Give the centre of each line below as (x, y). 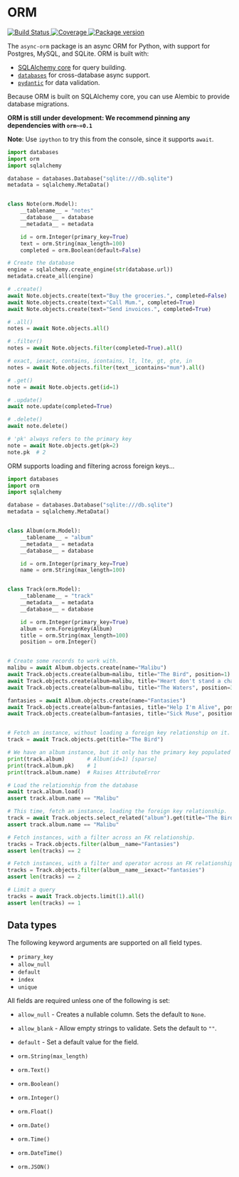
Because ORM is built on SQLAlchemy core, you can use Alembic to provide (118, 96)
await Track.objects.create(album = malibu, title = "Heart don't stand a (114, 681)
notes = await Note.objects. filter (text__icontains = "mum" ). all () (106, 367)
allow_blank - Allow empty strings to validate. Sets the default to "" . (117, 1028)
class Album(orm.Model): (44, 531)
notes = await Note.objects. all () (59, 329)
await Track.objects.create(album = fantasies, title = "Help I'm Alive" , (114, 707)
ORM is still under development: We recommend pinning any (99, 118)
